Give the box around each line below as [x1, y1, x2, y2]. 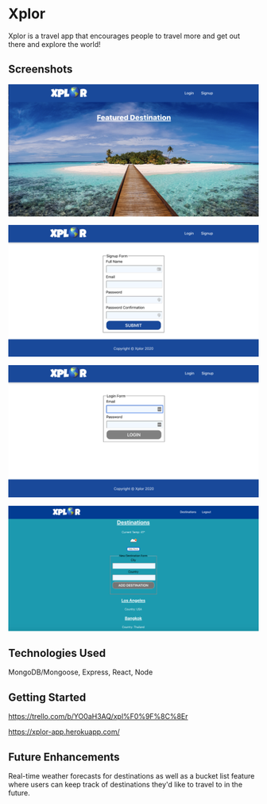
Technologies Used [8, 646, 106, 660]
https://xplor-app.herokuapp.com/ [8, 727, 121, 736]
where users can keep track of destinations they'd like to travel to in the [8, 780, 243, 790]
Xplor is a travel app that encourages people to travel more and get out [8, 31, 241, 41]
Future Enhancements [8, 750, 121, 763]
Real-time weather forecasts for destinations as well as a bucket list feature [8, 771, 255, 781]
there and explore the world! [8, 39, 101, 49]
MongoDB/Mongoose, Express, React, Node [8, 667, 153, 677]
